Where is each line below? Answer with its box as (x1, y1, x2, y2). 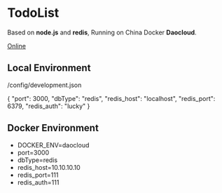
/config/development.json (7, 81, 82, 89)
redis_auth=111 (17, 178, 60, 187)
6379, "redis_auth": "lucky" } (7, 102, 90, 110)
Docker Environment (7, 122, 99, 134)
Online (7, 41, 27, 50)
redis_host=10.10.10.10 (17, 163, 81, 171)
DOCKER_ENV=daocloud (17, 140, 90, 149)
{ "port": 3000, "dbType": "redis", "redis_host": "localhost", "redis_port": (7, 94, 216, 102)
